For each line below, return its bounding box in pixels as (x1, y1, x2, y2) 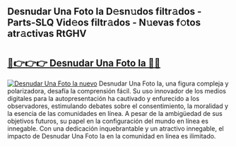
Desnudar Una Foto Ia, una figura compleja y (98, 79, 229, 88)
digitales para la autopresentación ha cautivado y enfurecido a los (7, 95, 200, 102)
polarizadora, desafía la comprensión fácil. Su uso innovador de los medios (7, 87, 226, 95)
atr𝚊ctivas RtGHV (7, 28, 87, 40)
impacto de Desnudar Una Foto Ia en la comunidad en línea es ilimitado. (7, 132, 216, 140)
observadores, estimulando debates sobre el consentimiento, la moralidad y (7, 102, 228, 110)
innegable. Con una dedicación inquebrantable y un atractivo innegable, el (7, 124, 224, 133)
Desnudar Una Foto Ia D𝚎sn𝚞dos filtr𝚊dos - (7, 6, 202, 18)
